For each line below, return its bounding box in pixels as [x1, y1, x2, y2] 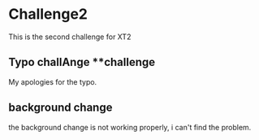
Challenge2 [8, 5, 88, 24]
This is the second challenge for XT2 [8, 32, 132, 42]
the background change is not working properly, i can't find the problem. [8, 122, 252, 132]
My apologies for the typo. [8, 77, 97, 86]
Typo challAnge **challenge [8, 55, 156, 69]
